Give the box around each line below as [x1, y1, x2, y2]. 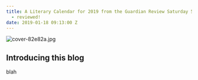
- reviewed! [11, 14, 41, 20]
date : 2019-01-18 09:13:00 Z [6, 19, 78, 25]
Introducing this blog [6, 52, 84, 62]
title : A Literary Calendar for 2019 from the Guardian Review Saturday [6, 8, 189, 15]
